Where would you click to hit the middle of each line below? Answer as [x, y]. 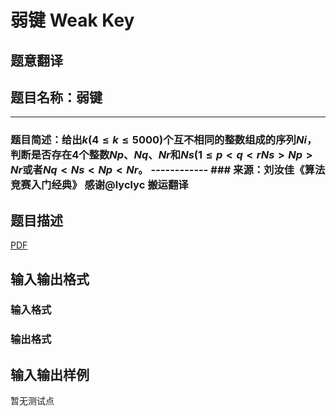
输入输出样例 [50, 374]
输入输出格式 [50, 279]
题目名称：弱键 [56, 97]
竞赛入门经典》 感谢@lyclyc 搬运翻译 [99, 185]
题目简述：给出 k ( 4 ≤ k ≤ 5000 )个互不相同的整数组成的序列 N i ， [164, 140]
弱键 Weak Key [72, 20]
